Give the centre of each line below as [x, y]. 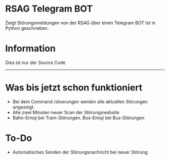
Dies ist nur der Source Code [35, 62]
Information [30, 49]
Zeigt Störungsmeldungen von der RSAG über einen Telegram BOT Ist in [80, 23]
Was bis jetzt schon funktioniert [74, 88]
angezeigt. [24, 107]
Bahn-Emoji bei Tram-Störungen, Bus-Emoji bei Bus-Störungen [78, 118]
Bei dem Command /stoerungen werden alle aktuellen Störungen [80, 101]
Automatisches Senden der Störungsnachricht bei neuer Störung [80, 152]
